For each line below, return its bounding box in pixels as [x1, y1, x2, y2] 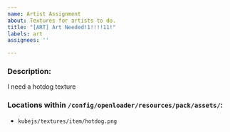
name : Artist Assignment [7, 10, 81, 18]
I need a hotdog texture [7, 82, 76, 91]
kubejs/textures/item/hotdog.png [17, 118, 117, 125]
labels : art [7, 30, 43, 38]
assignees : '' [7, 37, 50, 44]
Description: [7, 67, 51, 77]
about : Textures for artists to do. [7, 17, 116, 24]
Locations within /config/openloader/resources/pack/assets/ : [7, 100, 224, 110]
